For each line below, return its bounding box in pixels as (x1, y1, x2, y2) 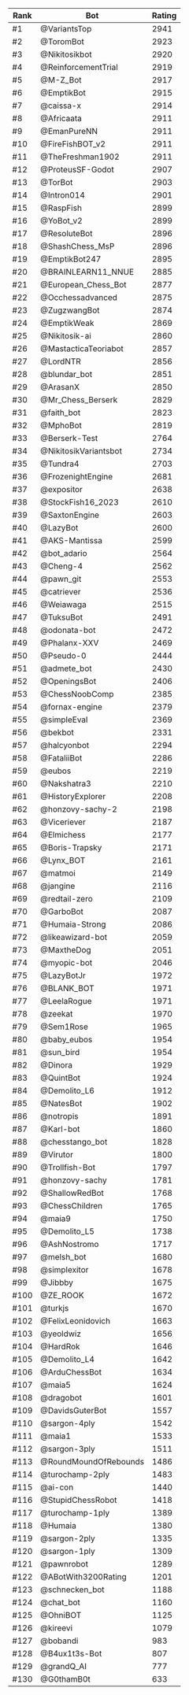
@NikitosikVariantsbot (40, 446, 122, 456)
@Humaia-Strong (40, 919, 106, 930)
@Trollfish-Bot (40, 1162, 96, 1172)
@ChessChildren (40, 1201, 103, 1211)
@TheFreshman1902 (40, 151, 120, 162)
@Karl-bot (40, 1123, 80, 1134)
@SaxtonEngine (40, 509, 100, 520)
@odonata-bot (40, 625, 96, 635)
